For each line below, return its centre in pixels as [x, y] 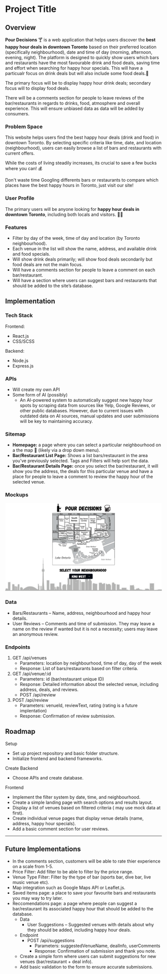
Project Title [31, 9]
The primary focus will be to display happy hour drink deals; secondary [78, 83]
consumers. [17, 114]
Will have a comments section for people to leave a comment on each [84, 270]
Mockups [17, 495]
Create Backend [22, 768]
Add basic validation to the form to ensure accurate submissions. [86, 967]
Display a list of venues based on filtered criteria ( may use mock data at [86, 807]
